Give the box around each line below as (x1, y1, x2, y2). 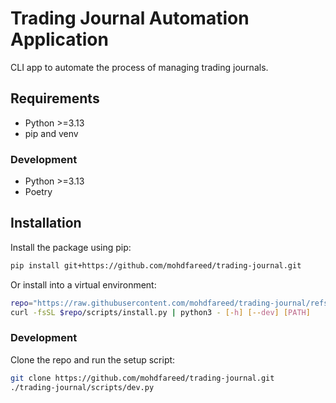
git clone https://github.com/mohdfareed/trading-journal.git (10, 373, 275, 383)
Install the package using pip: (10, 241, 132, 253)
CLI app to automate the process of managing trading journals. (10, 61, 269, 73)
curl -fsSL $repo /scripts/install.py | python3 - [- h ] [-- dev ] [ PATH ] (10, 307, 311, 317)
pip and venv (24, 127, 79, 139)
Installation (10, 215, 82, 232)
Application (10, 28, 109, 51)
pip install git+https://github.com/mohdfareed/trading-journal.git (10, 260, 302, 271)
